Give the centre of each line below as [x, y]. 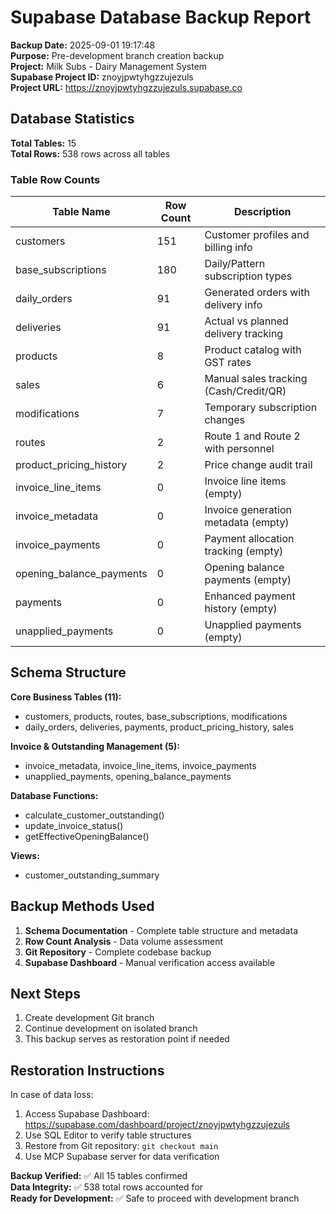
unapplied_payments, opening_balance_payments [128, 776]
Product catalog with [253, 350]
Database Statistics [72, 119]
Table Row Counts [55, 179]
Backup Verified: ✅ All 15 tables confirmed [99, 1176]
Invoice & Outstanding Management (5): [95, 746]
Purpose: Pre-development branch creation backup [117, 55]
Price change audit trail [258, 465]
